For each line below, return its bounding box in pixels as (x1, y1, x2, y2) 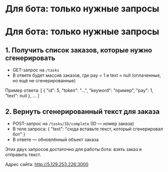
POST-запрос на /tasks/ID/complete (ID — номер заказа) (12, 121, 134, 126)
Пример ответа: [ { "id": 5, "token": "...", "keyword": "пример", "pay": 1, (5, 87, 153, 93)
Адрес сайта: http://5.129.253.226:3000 (5, 161, 89, 167)
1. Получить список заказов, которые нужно (5, 46, 152, 54)
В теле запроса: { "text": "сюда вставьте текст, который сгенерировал (12, 126, 163, 132)
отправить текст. (5, 151, 42, 157)
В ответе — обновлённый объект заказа (12, 136, 99, 142)
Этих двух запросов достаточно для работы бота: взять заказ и (5, 146, 142, 152)
